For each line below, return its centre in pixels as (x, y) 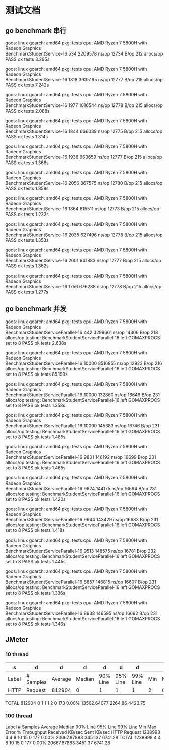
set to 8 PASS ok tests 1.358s (35, 405)
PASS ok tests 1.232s (27, 214)
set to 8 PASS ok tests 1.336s (35, 593)
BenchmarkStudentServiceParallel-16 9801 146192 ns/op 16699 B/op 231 (81, 457)
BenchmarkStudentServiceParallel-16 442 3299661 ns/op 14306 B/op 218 (82, 332)
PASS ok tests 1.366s (27, 163)
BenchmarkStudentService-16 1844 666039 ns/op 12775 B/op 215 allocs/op (84, 131)
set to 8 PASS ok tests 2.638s (36, 343)
